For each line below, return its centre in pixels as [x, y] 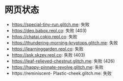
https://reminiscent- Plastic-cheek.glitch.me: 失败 [62, 73]
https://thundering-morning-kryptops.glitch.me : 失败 [65, 42]
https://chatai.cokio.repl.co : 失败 [44, 37]
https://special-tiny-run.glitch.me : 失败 [50, 24]
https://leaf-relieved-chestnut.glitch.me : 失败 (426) [63, 61]
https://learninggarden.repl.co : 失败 [48, 49]
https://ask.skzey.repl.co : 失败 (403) [48, 55]
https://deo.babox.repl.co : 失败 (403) [49, 30]
